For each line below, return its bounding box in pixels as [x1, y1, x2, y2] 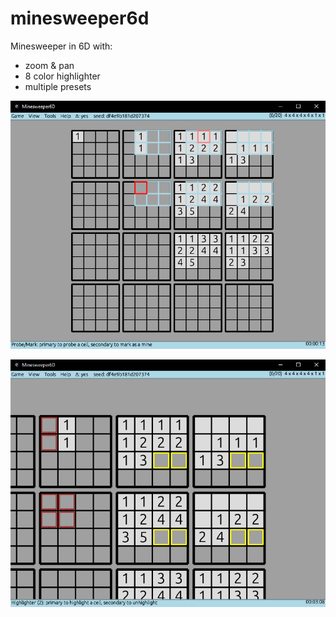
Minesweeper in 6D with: [10, 40, 113, 52]
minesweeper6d [10, 7, 150, 30]
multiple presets [24, 80, 92, 92]
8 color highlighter [24, 70, 101, 82]
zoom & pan [24, 59, 75, 71]
